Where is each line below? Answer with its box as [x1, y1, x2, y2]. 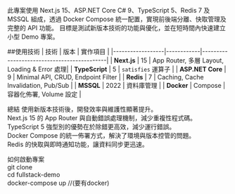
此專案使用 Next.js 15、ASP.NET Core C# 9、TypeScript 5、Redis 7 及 [7, 6, 210, 14]
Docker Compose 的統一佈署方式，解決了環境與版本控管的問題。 [7, 131, 196, 139]
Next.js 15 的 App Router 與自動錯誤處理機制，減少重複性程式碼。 [7, 114, 197, 122]
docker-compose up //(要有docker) [7, 179, 110, 187]
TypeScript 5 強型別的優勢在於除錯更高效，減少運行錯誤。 [7, 122, 176, 131]
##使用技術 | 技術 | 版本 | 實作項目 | [7, 48, 110, 56]
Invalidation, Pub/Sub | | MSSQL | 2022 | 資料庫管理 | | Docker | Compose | [7, 82, 226, 89]
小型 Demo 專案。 [7, 32, 59, 41]
